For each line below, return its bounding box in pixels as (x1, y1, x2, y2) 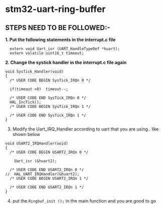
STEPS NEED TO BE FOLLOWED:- (5, 23, 110, 32)
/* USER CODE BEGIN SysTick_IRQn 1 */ (10, 104, 91, 109)
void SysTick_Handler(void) (5, 69, 64, 74)
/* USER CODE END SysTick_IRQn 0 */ (10, 95, 86, 100)
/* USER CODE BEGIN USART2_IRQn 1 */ (10, 176, 89, 181)
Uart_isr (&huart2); (14, 158, 57, 163)
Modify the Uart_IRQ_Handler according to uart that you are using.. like (12, 126, 159, 132)
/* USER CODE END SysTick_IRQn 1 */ (10, 113, 86, 118)
